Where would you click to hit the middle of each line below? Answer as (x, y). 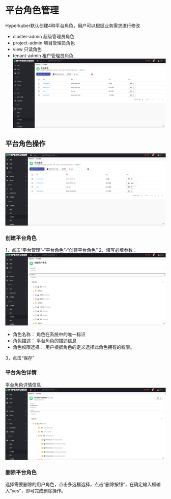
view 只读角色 (27, 49)
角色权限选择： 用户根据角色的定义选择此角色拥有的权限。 (74, 347)
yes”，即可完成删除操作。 (39, 490)
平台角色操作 (25, 144)
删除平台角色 (21, 472)
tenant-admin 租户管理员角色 (43, 55)
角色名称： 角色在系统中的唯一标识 (49, 335)
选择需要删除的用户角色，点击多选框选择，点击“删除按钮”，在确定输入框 (81, 484)
